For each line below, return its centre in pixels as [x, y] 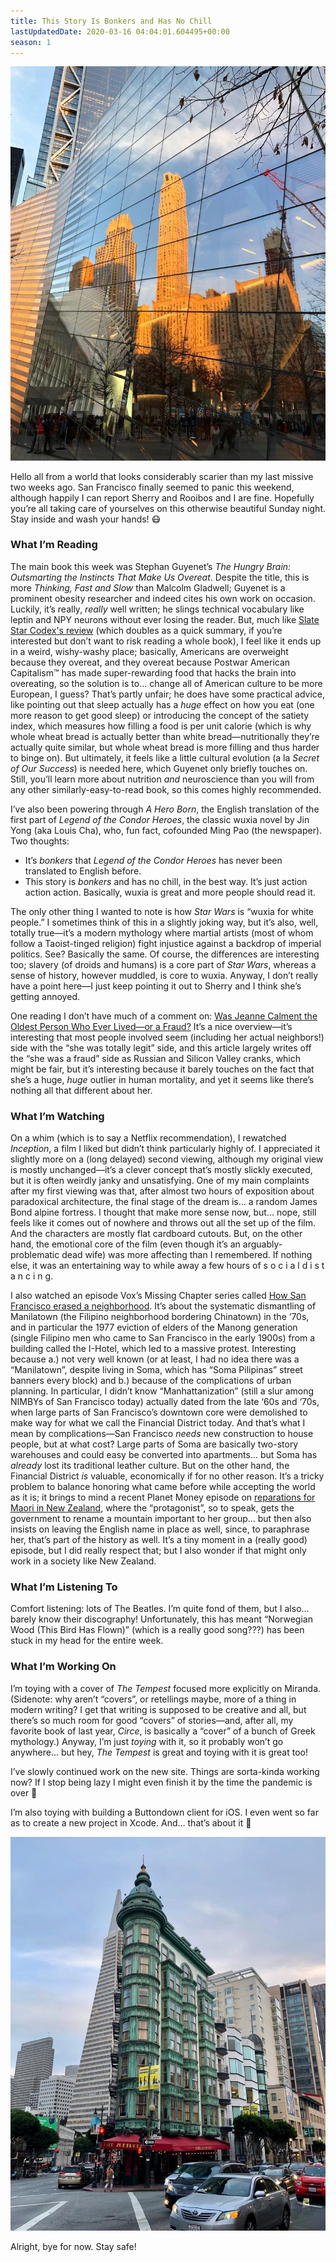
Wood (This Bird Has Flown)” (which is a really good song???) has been [157, 1630]
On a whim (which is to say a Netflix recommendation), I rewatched [148, 1138]
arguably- [262, 1244]
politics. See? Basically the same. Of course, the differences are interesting [165, 954]
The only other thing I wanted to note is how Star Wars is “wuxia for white [162, 911]
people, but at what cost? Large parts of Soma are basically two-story [154, 1444]
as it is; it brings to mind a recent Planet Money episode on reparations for [163, 1497]
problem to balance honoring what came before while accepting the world [163, 1487]
